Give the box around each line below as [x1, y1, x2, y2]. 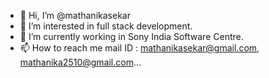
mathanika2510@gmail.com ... [19, 56, 142, 68]
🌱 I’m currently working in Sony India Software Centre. [19, 31, 244, 42]
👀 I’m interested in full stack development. [19, 20, 193, 32]
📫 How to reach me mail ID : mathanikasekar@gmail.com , [19, 42, 260, 54]
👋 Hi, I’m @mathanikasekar [19, 10, 131, 21]
